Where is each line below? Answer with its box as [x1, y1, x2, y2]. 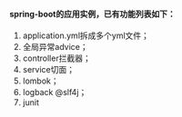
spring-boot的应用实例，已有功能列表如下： [9, 8, 176, 19]
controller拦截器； [22, 53, 91, 63]
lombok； [22, 75, 59, 86]
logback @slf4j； [22, 87, 87, 98]
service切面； [22, 64, 76, 75]
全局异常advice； [22, 42, 88, 53]
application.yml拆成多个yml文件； [22, 30, 150, 41]
